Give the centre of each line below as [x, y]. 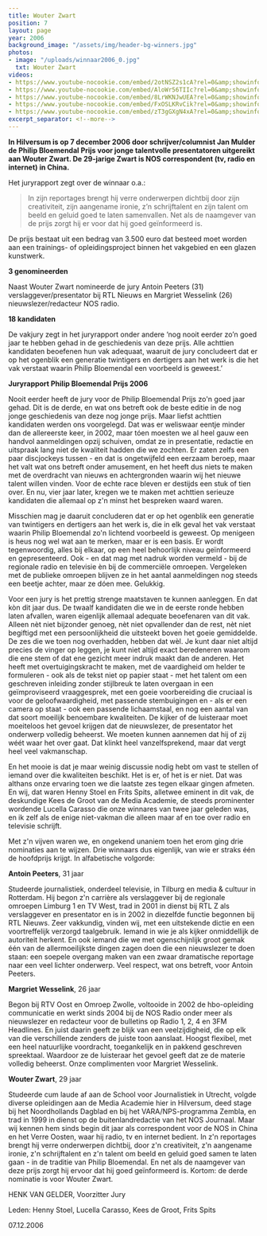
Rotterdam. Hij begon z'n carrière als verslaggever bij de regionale [117, 897]
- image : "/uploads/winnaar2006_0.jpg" [74, 60]
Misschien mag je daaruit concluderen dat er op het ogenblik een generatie [131, 516]
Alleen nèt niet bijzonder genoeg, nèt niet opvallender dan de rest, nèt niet [130, 624]
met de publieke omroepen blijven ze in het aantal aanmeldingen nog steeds [133, 575]
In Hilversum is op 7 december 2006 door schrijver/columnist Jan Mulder [132, 142]
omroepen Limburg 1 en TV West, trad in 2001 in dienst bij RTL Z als [119, 906]
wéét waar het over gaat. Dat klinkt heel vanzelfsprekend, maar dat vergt [127, 743]
